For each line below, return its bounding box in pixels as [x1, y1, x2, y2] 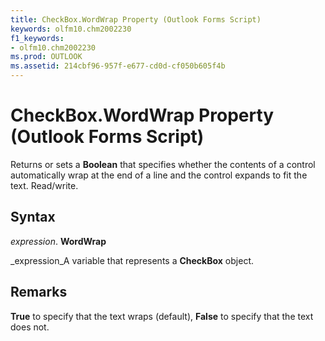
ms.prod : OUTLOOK [10, 52, 83, 62]
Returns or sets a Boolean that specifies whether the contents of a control [10, 158, 316, 170]
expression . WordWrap [10, 235, 107, 247]
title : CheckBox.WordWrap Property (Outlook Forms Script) [10, 14, 262, 25]
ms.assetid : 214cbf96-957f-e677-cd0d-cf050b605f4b [10, 61, 226, 71]
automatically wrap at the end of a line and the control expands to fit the [10, 169, 308, 181]
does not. [10, 321, 50, 333]
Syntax [10, 209, 56, 226]
